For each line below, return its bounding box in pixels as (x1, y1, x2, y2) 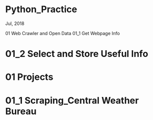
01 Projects (5, 71, 54, 83)
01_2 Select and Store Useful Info (5, 48, 148, 59)
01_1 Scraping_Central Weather (5, 95, 139, 106)
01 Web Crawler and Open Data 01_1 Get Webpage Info (5, 30, 120, 36)
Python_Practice (5, 4, 78, 15)
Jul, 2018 (5, 20, 24, 26)
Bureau (5, 105, 37, 117)
